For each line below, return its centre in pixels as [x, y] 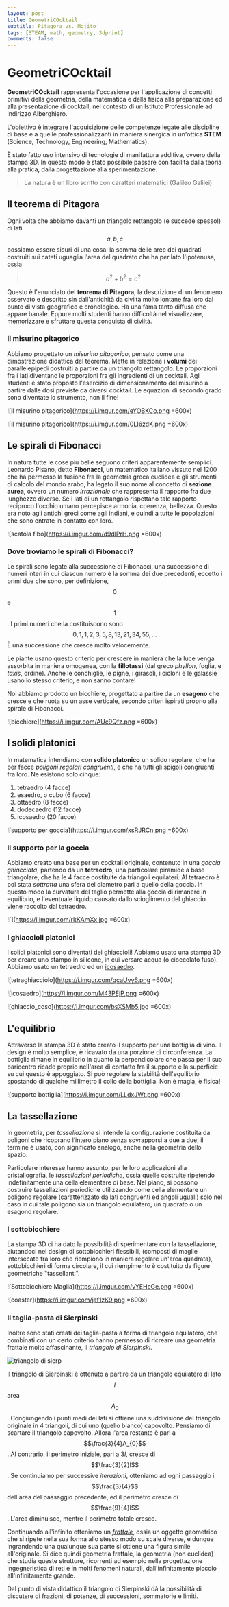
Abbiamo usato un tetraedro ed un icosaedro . [71, 967]
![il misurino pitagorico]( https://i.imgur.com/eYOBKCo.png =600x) [100, 410]
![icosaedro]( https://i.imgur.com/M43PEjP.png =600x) [83, 993]
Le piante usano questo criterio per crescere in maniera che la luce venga [111, 658]
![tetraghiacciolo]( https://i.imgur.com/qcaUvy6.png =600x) [90, 980]
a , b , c [115, 239]
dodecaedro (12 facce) [49, 809]
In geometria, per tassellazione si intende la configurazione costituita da [109, 1132]
